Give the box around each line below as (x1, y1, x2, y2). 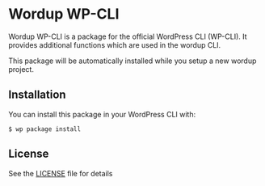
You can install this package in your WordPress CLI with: (8, 109, 196, 119)
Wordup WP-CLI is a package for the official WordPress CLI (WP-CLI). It (8, 32, 248, 41)
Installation (8, 88, 66, 102)
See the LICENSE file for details (8, 168, 113, 178)
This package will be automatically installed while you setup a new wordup (8, 56, 257, 66)
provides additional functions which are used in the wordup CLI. (8, 40, 221, 49)
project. (8, 64, 35, 74)
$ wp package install (8, 125, 82, 133)
